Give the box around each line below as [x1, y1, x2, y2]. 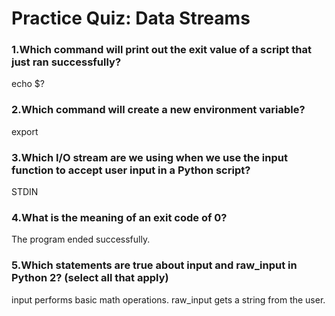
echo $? [11, 78, 45, 90]
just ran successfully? [11, 55, 122, 69]
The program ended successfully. [11, 233, 151, 246]
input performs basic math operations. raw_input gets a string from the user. [11, 293, 326, 306]
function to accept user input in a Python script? [11, 163, 251, 177]
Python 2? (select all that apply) [11, 271, 169, 285]
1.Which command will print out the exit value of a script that [11, 43, 312, 57]
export [11, 125, 39, 137]
